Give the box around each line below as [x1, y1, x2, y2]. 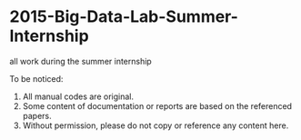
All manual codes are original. [22, 91, 135, 102]
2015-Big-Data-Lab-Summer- [9, 6, 239, 27]
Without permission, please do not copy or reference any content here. [22, 120, 289, 131]
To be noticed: [9, 73, 64, 84]
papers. [22, 110, 52, 121]
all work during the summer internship [9, 55, 152, 66]
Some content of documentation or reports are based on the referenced [22, 100, 293, 111]
